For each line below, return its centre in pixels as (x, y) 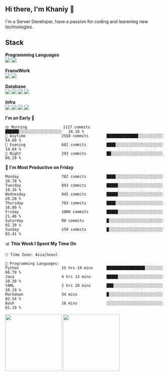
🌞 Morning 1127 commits (48, 127)
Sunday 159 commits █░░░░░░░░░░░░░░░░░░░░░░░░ (84, 229)
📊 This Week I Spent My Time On (41, 243)
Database (16, 86)
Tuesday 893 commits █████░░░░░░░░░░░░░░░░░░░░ (84, 185)
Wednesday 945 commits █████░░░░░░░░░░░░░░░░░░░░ (84, 194)
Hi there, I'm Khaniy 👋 (40, 9)
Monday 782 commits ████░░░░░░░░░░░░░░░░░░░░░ (84, 176)
